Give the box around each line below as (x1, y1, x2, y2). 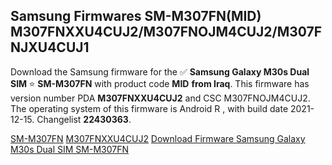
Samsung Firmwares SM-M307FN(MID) (10, 8, 262, 25)
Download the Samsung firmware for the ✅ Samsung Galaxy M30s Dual (10, 65, 310, 78)
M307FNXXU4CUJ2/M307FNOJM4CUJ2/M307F (10, 24, 323, 41)
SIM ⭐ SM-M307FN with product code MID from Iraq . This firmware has (10, 77, 310, 89)
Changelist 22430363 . (36, 113, 132, 125)
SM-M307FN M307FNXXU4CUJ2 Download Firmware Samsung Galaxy (10, 132, 306, 144)
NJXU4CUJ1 (10, 39, 90, 56)
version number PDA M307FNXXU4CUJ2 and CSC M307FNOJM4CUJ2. (10, 92, 311, 104)
